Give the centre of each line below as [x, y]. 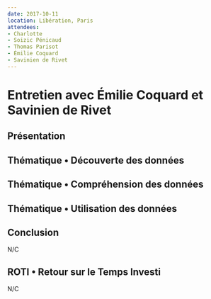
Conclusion [33, 232]
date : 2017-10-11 [33, 14]
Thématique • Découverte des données [96, 160]
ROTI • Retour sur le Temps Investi [84, 272]
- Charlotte [25, 34]
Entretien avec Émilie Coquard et [105, 95]
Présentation [36, 136]
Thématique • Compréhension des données [105, 185]
